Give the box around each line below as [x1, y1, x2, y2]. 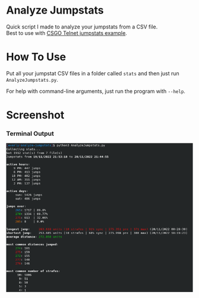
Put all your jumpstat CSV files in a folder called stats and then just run [6, 69, 179, 77]
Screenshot [6, 108, 65, 122]
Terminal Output [6, 129, 54, 137]
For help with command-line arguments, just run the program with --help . [6, 87, 185, 95]
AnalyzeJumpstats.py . [6, 76, 59, 83]
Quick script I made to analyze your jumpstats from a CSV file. [6, 23, 158, 30]
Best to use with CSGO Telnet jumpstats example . [6, 29, 127, 36]
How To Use [6, 50, 66, 64]
